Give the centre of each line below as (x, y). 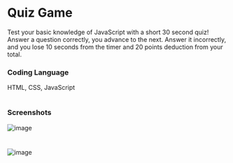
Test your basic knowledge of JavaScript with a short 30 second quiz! (108, 32)
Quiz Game (40, 13)
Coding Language (38, 72)
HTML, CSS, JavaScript (41, 88)
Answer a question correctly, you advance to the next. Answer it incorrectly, (116, 39)
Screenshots (29, 113)
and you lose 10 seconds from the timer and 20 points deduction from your (115, 47)
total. (15, 54)
